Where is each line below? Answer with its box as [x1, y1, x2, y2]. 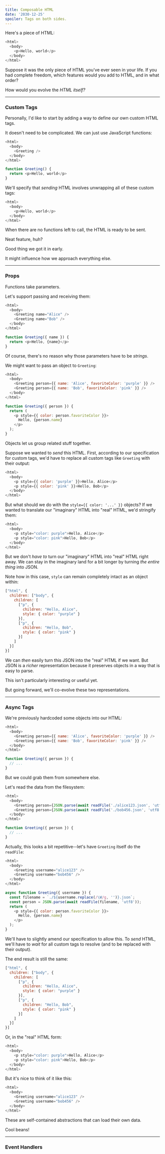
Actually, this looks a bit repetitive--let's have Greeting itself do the [5, 843, 141, 849]
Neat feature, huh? [5, 237, 43, 242]
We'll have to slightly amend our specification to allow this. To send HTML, [5, 936, 156, 942]
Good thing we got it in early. [5, 246, 64, 252]
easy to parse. [5, 668, 34, 674]
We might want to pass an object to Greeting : [5, 362, 97, 368]
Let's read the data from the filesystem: [5, 784, 85, 790]
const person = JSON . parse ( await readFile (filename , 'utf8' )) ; [9, 899, 142, 904]
